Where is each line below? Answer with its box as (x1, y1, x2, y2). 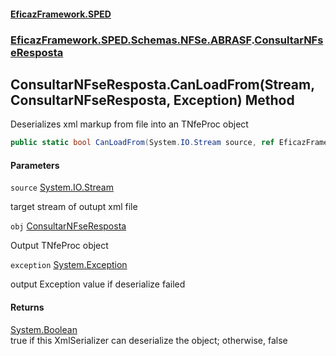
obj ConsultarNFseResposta (10, 220, 127, 232)
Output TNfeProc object (10, 240, 109, 252)
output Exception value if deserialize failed (10, 278, 186, 290)
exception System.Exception (10, 259, 128, 271)
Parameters (10, 159, 60, 171)
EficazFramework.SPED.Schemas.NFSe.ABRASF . (10, 33, 255, 47)
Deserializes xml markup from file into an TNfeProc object (10, 118, 249, 130)
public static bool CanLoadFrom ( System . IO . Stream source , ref (10, 138, 275, 148)
